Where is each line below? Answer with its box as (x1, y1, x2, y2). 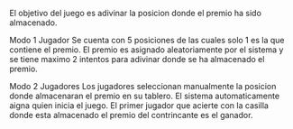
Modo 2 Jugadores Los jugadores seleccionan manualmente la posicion (9, 81, 277, 91)
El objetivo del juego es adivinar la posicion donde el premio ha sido (9, 8, 261, 18)
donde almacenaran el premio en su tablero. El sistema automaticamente (9, 90, 280, 101)
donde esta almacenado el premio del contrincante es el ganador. (9, 110, 253, 120)
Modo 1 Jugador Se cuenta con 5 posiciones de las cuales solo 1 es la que (9, 35, 285, 45)
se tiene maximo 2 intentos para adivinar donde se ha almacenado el (9, 54, 265, 64)
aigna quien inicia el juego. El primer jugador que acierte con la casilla (9, 100, 269, 111)
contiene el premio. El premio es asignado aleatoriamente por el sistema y (9, 44, 284, 55)
